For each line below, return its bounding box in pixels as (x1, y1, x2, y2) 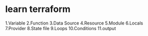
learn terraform (5, 3, 70, 15)
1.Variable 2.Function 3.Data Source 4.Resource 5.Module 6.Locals (5, 20, 143, 26)
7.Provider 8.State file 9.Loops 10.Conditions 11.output (5, 25, 116, 31)
